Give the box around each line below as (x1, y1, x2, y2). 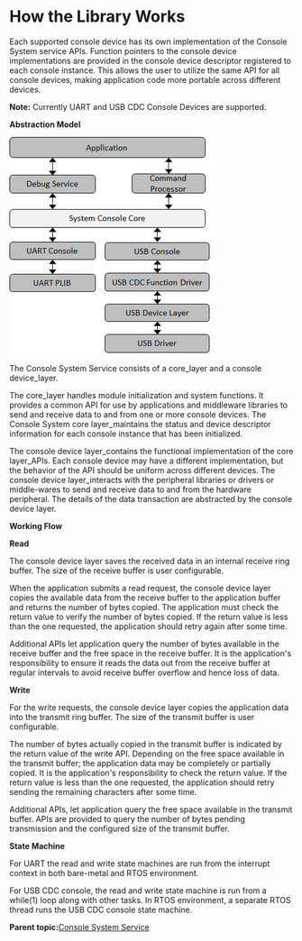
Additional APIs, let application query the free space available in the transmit (9, 804, 293, 815)
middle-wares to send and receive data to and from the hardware (9, 484, 252, 495)
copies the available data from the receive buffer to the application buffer (9, 592, 281, 603)
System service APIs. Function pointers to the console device (9, 45, 237, 56)
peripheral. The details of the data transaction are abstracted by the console (9, 493, 293, 504)
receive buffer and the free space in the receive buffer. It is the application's (9, 647, 292, 659)
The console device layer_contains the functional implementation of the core (9, 445, 294, 456)
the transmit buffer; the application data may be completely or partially (9, 757, 271, 768)
